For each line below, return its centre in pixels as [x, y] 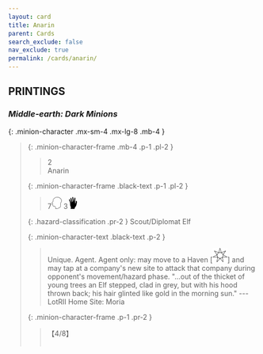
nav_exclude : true [38, 50]
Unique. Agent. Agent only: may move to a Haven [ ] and [146, 259]
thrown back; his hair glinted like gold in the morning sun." [142, 293]
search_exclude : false [46, 42]
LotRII [57, 302]
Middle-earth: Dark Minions [63, 114]
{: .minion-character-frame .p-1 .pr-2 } [90, 317]
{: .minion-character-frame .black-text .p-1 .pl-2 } [108, 185]
